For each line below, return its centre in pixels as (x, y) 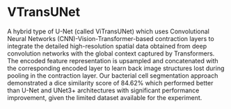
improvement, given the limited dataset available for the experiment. (105, 97)
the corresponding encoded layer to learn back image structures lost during (116, 68)
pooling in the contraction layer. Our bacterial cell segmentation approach (113, 75)
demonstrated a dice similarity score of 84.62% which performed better (110, 83)
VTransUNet (44, 12)
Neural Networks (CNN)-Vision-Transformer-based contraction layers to (111, 38)
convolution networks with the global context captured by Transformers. (111, 53)
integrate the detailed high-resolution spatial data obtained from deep (107, 46)
